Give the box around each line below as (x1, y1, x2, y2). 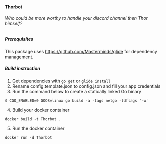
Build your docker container (12, 107, 70, 113)
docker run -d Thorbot (5, 135, 52, 140)
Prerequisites (5, 36, 34, 42)
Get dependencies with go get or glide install (12, 78, 111, 84)
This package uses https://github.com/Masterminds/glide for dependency (5, 49, 157, 55)
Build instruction (5, 65, 41, 71)
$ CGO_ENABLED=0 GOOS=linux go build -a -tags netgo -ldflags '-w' (5, 98, 149, 103)
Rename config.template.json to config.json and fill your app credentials (12, 83, 161, 89)
